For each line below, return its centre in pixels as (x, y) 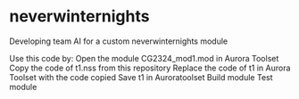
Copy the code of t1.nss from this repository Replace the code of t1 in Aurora (150, 68)
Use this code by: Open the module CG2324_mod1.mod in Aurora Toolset (144, 58)
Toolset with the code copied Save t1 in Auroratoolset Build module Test (141, 77)
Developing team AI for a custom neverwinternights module (119, 41)
